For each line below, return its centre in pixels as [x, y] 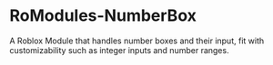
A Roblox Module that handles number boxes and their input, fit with [137, 41]
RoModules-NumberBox [103, 16]
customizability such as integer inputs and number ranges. [119, 50]
